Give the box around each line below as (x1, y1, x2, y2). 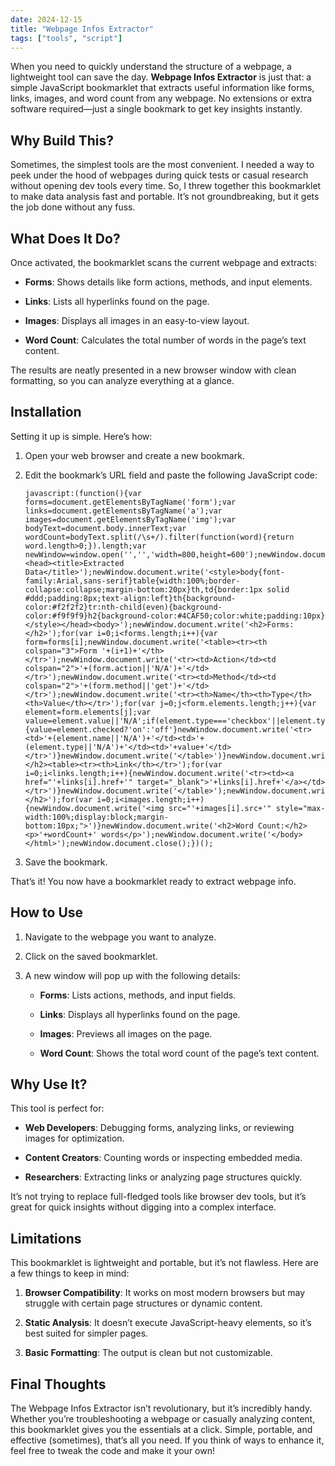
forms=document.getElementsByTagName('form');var (24, 497, 237, 507)
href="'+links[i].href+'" (24, 777, 133, 787)
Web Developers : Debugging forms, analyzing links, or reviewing (24, 1122, 295, 1134)
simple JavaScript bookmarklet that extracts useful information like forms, (10, 82, 315, 94)
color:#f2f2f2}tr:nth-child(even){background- (24, 602, 223, 612)
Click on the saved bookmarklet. (24, 950, 158, 962)
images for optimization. (24, 1132, 125, 1145)
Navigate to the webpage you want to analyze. (24, 931, 217, 943)
